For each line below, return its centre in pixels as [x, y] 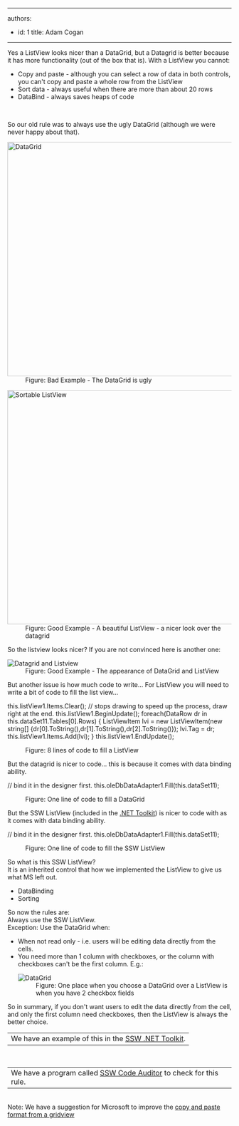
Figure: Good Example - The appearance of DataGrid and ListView [122, 671]
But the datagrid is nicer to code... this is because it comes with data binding [119, 764]
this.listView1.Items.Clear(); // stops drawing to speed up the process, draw [117, 706]
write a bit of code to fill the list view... [63, 692]
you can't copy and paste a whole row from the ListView [100, 82]
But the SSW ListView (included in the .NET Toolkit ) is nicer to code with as [117, 813]
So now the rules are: [38, 912]
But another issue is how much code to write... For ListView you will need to [118, 685]
